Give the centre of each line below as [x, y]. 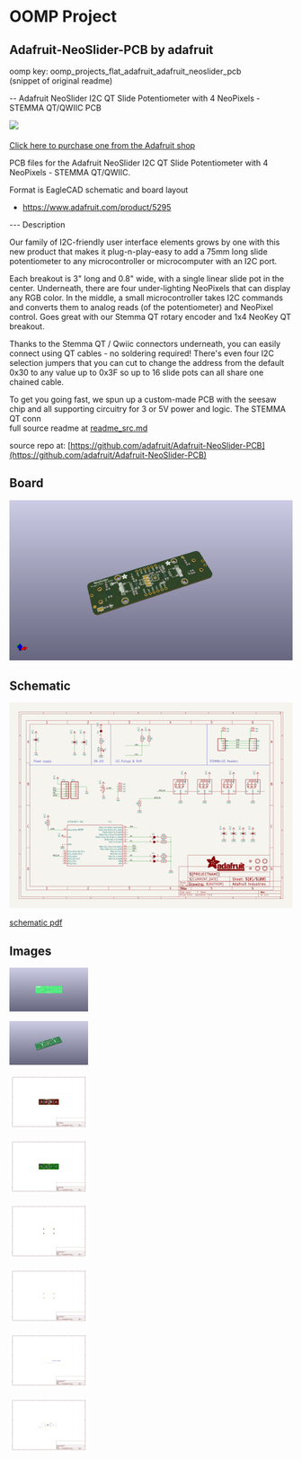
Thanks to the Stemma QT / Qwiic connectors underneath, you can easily [145, 344]
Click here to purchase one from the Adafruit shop [102, 145]
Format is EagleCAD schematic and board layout [99, 190]
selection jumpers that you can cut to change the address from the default [147, 363]
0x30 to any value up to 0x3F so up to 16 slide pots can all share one [137, 372]
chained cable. [37, 382]
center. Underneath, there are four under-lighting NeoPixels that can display [150, 288]
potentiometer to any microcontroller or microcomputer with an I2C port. [143, 261]
